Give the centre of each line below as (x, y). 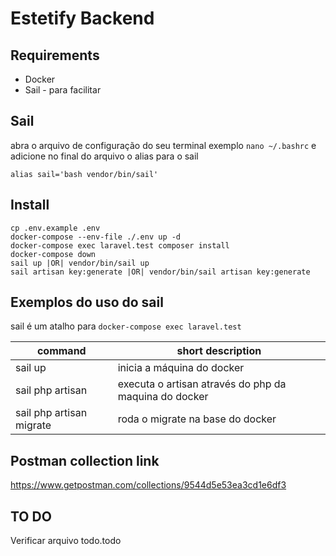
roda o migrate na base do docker (197, 419)
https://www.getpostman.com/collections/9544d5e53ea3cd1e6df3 (148, 485)
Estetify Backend (82, 18)
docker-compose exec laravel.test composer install (120, 245)
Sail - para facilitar (63, 90)
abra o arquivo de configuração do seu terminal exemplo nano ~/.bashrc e (163, 145)
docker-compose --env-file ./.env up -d (96, 237)
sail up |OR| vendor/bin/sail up (80, 263)
